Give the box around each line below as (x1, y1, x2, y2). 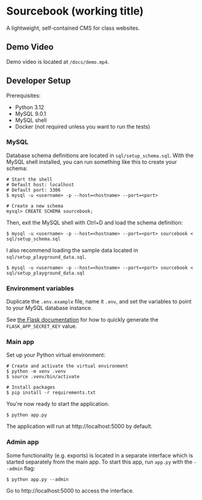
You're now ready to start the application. (6, 400, 109, 408)
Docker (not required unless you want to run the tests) (15, 123, 151, 130)
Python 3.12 (15, 103, 44, 110)
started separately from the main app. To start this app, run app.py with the (6, 458, 193, 465)
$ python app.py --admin (6, 476, 69, 482)
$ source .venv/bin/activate (6, 374, 80, 380)
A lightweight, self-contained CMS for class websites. (6, 24, 140, 32)
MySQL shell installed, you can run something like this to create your (6, 158, 177, 165)
